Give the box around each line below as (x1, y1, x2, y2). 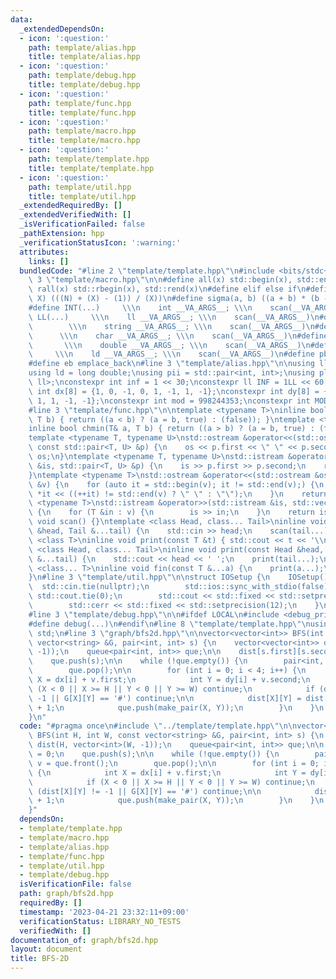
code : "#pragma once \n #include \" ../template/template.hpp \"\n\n (19, 721, 298, 731)
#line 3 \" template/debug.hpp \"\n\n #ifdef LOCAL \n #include (28, 609, 280, 620)
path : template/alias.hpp (28, 42, 137, 53)
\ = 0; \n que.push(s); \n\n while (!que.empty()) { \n (28, 749, 280, 759)
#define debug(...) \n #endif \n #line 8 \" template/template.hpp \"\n (28, 619, 311, 629)
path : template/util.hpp (28, 182, 132, 192)
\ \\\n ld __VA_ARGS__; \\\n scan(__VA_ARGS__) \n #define (28, 349, 315, 360)
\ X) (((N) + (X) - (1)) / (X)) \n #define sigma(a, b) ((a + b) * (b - (28, 294, 329, 304)
